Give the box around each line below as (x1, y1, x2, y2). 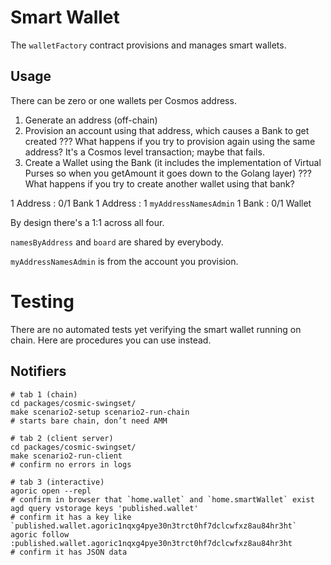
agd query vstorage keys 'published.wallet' (10, 503, 199, 513)
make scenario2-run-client (10, 451, 123, 461)
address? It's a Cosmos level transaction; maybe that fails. (24, 146, 265, 158)
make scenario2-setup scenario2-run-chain (10, 407, 190, 417)
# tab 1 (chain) (10, 389, 78, 400)
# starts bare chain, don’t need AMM (10, 416, 168, 426)
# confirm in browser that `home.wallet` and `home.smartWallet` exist (10, 494, 315, 505)
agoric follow (10, 529, 70, 540)
